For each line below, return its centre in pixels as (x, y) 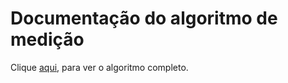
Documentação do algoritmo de (144, 18)
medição (47, 39)
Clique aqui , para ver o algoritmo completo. (99, 67)
